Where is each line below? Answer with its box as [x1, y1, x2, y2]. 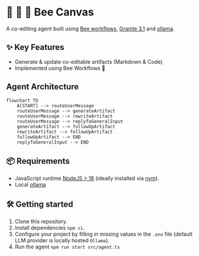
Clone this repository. [14, 218, 68, 225]
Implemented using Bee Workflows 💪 [14, 64, 106, 71]
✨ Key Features [6, 42, 64, 52]
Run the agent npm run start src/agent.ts [14, 243, 120, 251]
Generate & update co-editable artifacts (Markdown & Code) [14, 58, 163, 65]
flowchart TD [6, 98, 39, 104]
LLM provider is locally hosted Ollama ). [14, 237, 110, 244]
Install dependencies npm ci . [14, 224, 85, 232]
